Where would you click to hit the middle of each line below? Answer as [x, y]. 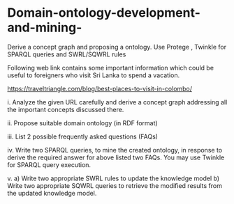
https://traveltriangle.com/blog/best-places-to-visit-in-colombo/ [100, 88]
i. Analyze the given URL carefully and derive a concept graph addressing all [117, 102]
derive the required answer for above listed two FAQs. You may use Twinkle [116, 157]
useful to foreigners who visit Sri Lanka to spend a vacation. [94, 75]
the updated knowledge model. [52, 193]
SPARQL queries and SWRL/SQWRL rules [67, 54]
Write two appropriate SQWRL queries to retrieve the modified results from [115, 185]
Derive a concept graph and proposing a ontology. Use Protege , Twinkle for [117, 47]
